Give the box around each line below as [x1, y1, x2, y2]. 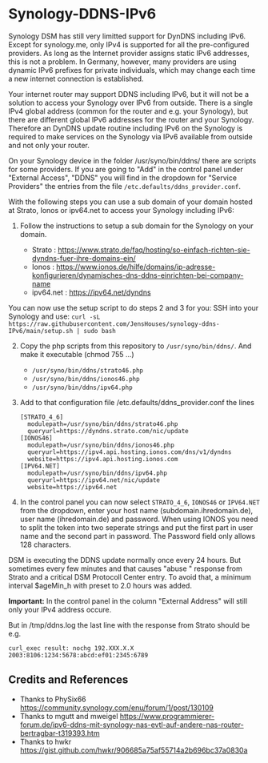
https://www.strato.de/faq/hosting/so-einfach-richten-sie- [58, 245, 250, 255]
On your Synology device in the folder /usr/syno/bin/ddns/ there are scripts [8, 155, 257, 165]
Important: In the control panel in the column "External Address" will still [8, 596, 248, 605]
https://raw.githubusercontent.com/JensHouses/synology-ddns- [8, 319, 220, 328]
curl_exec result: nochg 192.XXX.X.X [8, 644, 134, 653]
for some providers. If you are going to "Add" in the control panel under [8, 164, 244, 174]
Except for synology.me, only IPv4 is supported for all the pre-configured [8, 39, 250, 49]
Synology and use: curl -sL [8, 311, 101, 321]
